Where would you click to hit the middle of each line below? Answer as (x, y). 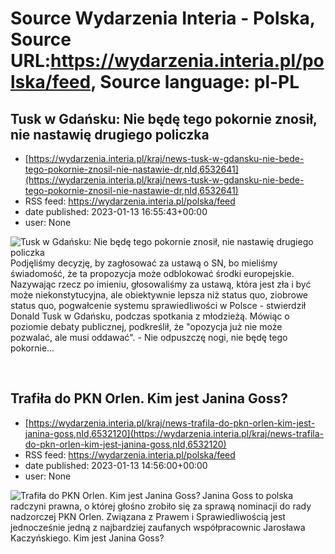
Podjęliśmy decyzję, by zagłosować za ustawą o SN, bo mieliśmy (144, 263)
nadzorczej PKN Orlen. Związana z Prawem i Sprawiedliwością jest (148, 516)
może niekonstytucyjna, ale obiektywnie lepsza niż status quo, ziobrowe (159, 295)
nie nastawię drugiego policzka (110, 134)
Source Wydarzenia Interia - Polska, (163, 18)
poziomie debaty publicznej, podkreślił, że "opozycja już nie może (146, 326)
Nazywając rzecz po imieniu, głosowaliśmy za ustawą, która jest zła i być (161, 284)
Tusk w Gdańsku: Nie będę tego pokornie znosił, (164, 118)
